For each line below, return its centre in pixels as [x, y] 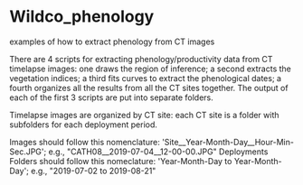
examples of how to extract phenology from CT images [112, 42]
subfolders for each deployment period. [84, 125]
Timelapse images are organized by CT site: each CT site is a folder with [144, 115]
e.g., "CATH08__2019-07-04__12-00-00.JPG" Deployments [158, 152]
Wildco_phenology [82, 17]
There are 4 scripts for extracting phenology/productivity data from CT [141, 59]
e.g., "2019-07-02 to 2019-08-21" [93, 171]
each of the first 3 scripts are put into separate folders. [112, 97]
